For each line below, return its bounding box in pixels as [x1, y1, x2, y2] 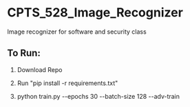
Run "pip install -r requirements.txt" [17, 79, 118, 87]
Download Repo [17, 65, 63, 73]
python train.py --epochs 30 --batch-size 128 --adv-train [17, 92, 180, 100]
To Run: [7, 47, 41, 59]
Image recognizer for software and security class [7, 27, 147, 36]
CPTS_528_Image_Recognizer [7, 5, 184, 21]
